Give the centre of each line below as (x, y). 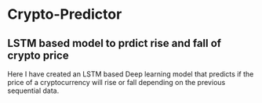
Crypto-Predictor (65, 14)
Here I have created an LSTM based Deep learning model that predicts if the (131, 74)
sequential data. (33, 91)
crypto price (38, 55)
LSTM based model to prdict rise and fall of (114, 43)
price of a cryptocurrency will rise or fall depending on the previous (116, 82)
